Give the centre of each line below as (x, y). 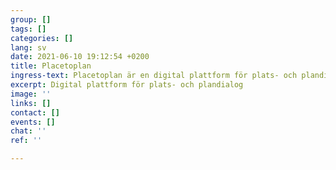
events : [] (33, 122)
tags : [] (28, 29)
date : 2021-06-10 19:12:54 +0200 (80, 57)
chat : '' (28, 131)
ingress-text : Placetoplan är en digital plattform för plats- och (154, 76)
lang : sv (28, 47)
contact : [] (35, 112)
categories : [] (42, 38)
